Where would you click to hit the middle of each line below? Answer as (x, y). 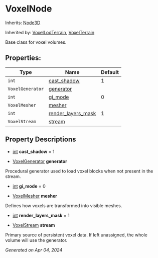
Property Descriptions (41, 140)
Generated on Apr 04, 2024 (34, 250)
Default (110, 72)
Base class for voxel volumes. (36, 42)
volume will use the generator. (36, 240)
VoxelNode (29, 9)
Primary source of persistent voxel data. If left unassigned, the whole (76, 235)
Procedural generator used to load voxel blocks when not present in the (79, 171)
